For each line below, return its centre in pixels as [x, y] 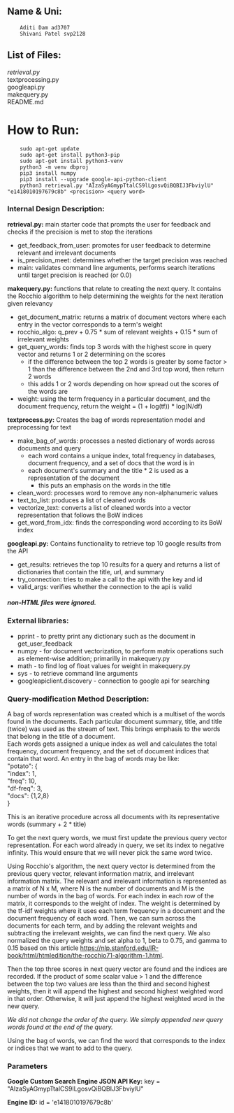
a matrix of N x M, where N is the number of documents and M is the [106, 888]
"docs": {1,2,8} [28, 796]
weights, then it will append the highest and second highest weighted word [115, 991]
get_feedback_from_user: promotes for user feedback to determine [114, 245]
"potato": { [23, 766]
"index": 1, [22, 774]
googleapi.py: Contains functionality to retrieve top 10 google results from [114, 543]
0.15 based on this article [43, 948]
